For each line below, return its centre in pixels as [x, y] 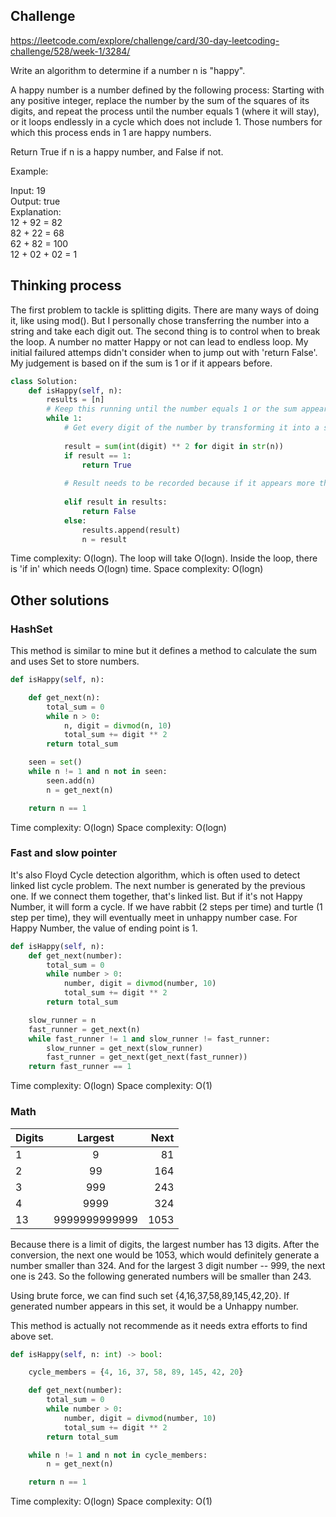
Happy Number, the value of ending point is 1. [104, 928]
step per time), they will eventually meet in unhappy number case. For [154, 917]
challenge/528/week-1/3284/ [70, 51]
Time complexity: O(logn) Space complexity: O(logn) [118, 827]
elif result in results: [115, 502]
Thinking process [66, 285]
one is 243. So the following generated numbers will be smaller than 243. [161, 1276]
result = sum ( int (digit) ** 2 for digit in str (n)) [173, 446]
